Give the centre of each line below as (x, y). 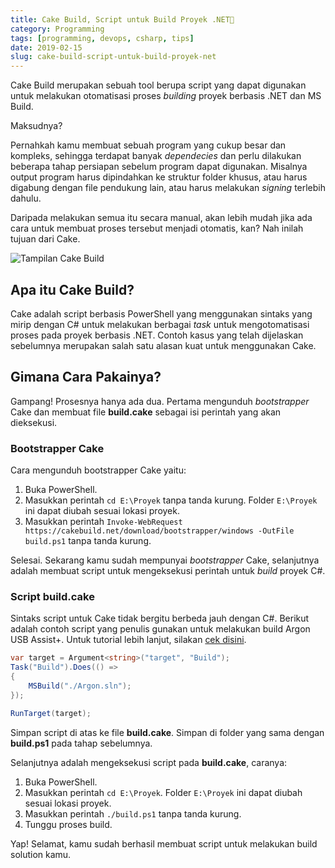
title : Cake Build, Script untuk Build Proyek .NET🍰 (122, 19)
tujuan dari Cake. (45, 239)
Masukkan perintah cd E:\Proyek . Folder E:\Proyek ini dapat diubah (163, 792)
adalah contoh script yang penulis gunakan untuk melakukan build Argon (160, 629)
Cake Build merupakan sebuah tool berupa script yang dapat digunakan (158, 85)
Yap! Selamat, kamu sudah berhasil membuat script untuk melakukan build (164, 843)
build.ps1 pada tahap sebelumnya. (81, 743)
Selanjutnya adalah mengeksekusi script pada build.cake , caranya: (149, 762)
